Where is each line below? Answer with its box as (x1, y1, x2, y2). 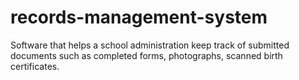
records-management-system (10, 6, 268, 29)
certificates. (10, 60, 60, 72)
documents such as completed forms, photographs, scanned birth (10, 49, 283, 61)
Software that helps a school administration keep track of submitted (10, 39, 290, 51)
